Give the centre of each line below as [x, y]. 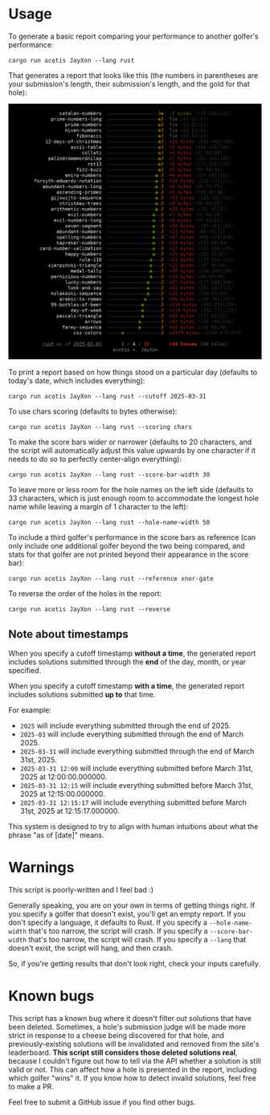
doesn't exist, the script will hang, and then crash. [91, 948]
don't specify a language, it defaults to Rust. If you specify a [108, 923]
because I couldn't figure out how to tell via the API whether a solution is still [135, 1061]
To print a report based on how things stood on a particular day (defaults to [133, 372]
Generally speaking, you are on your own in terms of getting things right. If [132, 905]
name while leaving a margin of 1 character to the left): [98, 507]
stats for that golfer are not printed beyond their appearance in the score [129, 554]
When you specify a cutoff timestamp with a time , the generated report [127, 686]
